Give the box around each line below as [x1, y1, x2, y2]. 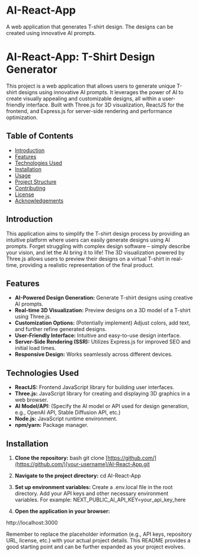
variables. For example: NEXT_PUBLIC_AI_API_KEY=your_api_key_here [14, 496, 186, 503]
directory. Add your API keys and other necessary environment [14, 490, 169, 497]
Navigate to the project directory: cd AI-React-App [14, 472, 141, 479]
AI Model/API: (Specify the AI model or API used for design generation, [14, 403, 190, 410]
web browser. [14, 396, 49, 403]
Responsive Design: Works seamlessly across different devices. [14, 351, 173, 358]
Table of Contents [6, 131, 74, 141]
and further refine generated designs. [14, 326, 107, 333]
